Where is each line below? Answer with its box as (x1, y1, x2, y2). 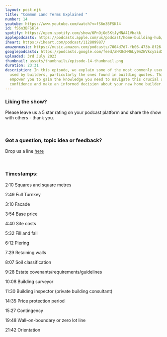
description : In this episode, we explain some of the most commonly (5, 68, 153, 73)
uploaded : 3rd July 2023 (5, 53, 57, 59)
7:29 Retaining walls (5, 249, 46, 255)
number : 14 (5, 16, 28, 21)
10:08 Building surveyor (5, 278, 54, 285)
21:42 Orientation (5, 327, 41, 333)
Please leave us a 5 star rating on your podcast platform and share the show (5, 109, 162, 115)
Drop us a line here (5, 148, 44, 154)
